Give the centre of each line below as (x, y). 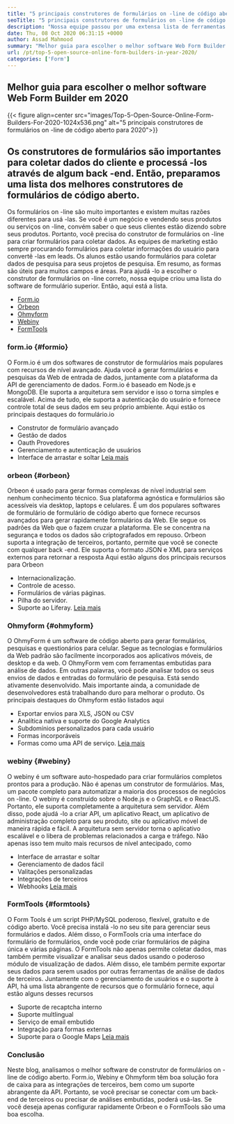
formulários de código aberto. (73, 195)
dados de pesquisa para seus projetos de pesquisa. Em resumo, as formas (114, 264)
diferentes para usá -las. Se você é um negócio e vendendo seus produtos (114, 220)
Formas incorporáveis (48, 736)
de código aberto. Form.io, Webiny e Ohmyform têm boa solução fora (119, 1077)
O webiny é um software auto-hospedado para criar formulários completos (115, 776)
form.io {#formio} (38, 347)
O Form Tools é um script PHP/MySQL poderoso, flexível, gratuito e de (109, 919)
